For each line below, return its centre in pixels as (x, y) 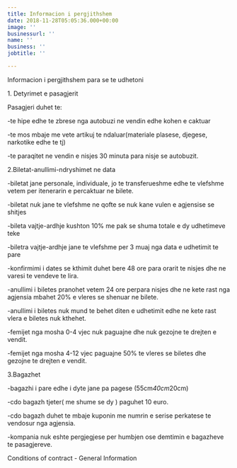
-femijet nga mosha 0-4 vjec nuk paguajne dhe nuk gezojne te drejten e (112, 332)
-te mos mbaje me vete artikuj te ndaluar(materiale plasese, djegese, (107, 135)
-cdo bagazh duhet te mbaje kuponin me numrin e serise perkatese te (109, 416)
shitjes (17, 212)
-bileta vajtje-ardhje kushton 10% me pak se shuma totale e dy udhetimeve (116, 226)
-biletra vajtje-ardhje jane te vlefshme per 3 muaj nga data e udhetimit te (113, 247)
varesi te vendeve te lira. (43, 275)
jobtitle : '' (27, 54)
